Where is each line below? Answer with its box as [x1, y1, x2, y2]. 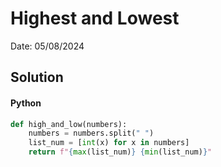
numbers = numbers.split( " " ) [28, 128, 155, 139]
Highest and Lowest [10, 7, 180, 30]
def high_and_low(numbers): [10, 119, 128, 129]
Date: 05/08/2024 [10, 40, 85, 52]
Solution [10, 69, 64, 86]
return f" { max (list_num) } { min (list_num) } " [28, 147, 213, 157]
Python [10, 97, 42, 109]
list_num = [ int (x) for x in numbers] [28, 138, 190, 148]
